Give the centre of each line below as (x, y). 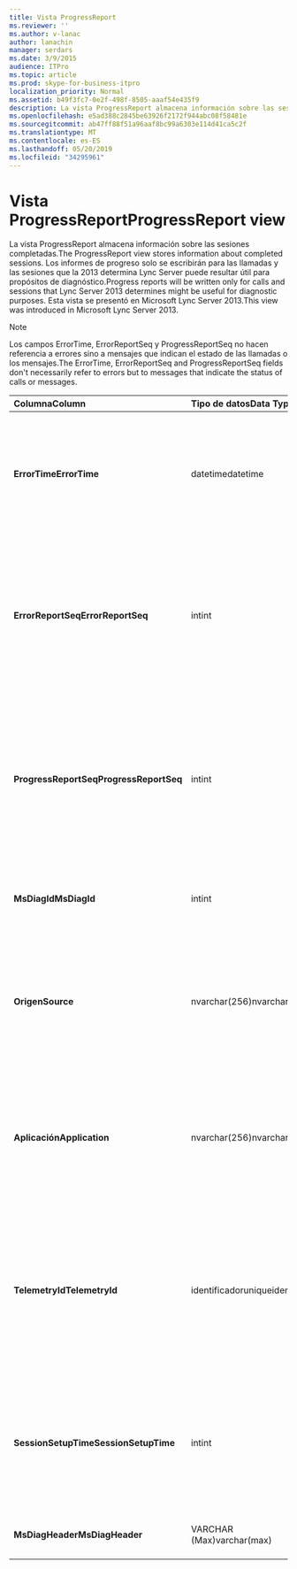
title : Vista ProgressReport (63, 17)
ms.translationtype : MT (53, 133)
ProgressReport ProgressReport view (147, 220)
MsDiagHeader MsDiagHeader (78, 1534)
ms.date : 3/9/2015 (43, 58)
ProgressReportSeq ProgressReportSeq (98, 780)
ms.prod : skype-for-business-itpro (75, 83)
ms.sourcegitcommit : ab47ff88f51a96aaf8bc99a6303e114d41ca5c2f (128, 125)
